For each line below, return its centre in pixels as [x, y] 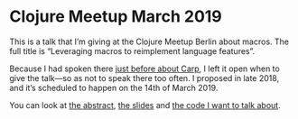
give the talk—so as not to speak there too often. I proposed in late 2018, [144, 78]
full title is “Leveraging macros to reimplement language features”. [132, 50]
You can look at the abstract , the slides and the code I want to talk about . [145, 105]
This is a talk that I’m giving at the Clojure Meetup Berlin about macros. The [149, 41]
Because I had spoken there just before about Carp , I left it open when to [144, 69]
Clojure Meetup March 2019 [116, 17]
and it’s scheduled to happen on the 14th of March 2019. [114, 87]
